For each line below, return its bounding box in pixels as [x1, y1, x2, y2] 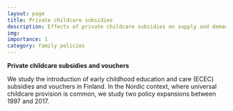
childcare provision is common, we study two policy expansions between [7, 89, 216, 98]
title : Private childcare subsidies [7, 17, 113, 24]
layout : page [7, 10, 45, 17]
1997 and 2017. [7, 97, 50, 105]
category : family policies [7, 42, 85, 49]
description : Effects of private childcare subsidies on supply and [7, 23, 209, 30]
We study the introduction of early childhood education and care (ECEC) [7, 75, 214, 83]
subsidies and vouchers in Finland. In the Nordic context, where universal [7, 83, 217, 90]
